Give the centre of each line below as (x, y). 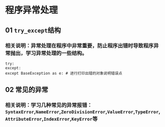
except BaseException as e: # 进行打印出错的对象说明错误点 (64, 73)
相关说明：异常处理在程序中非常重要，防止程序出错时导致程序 (79, 45)
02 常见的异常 (27, 90)
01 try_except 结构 (33, 30)
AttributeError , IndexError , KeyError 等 (51, 119)
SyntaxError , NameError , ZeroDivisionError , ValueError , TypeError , (83, 112)
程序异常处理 (32, 10)
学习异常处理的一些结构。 (56, 53)
